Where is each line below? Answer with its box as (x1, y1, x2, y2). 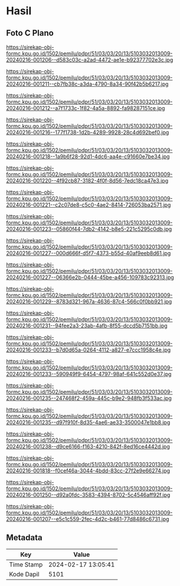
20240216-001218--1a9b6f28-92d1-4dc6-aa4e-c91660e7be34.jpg (6, 153, 170, 160)
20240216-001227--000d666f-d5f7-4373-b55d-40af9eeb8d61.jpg (6, 250, 171, 256)
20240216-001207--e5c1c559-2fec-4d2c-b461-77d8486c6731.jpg (6, 516, 170, 522)
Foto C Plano (6, 28, 54, 38)
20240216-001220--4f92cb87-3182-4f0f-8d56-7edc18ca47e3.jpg (6, 177, 169, 184)
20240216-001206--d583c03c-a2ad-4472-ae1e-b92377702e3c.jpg (6, 57, 173, 63)
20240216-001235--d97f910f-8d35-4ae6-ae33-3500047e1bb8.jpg (6, 419, 171, 426)
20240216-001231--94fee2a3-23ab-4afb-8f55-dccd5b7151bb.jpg (6, 322, 168, 329)
